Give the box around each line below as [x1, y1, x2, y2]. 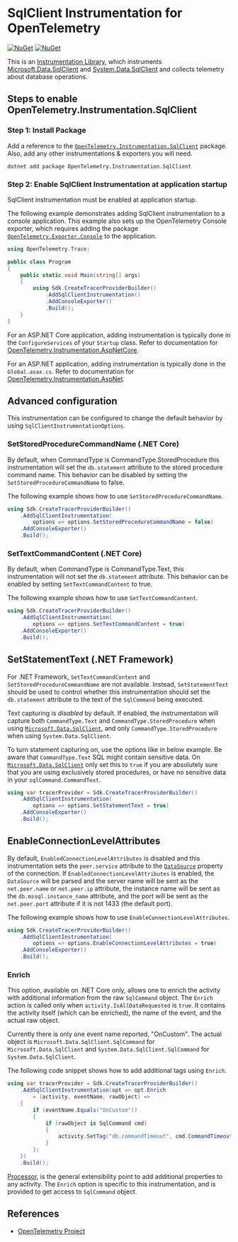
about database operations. [7, 72, 88, 81]
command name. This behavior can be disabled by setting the [7, 470, 188, 479]
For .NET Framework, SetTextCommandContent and [7, 672, 151, 681]
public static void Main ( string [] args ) [20, 271, 141, 278]
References [7, 1208, 59, 1220]
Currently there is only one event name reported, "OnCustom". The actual [7, 1030, 222, 1038]
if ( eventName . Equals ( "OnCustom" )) [33, 1106, 138, 1113]
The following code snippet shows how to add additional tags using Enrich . [7, 1067, 227, 1075]
